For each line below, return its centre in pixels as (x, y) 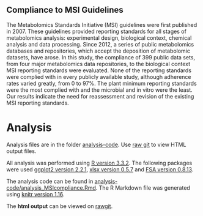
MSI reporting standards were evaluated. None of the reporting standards (99, 70)
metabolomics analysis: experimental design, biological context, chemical (99, 38)
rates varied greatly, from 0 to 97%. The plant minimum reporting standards (102, 83)
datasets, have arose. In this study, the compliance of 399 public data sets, (101, 57)
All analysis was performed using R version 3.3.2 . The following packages (99, 163)
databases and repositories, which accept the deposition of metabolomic (98, 51)
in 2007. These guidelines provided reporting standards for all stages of (96, 31)
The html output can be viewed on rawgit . (60, 206)
